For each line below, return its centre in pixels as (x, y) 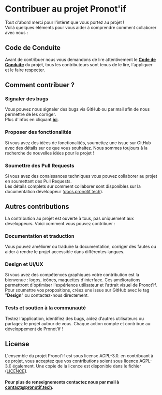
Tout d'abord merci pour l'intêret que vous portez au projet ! (65, 22)
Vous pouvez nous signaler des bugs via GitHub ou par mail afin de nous (77, 109)
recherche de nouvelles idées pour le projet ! (50, 153)
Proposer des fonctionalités (38, 132)
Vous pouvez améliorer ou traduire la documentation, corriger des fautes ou (81, 247)
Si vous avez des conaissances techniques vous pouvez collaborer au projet (81, 176)
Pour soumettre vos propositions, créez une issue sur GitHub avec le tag (77, 290)
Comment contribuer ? (40, 85)
